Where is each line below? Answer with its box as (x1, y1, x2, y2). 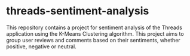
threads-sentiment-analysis (6, 4, 149, 18)
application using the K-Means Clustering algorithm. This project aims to (6, 30, 184, 37)
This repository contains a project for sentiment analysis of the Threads (6, 24, 182, 31)
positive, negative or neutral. (6, 43, 76, 50)
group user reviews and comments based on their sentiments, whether (6, 36, 180, 43)
